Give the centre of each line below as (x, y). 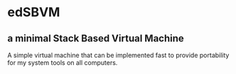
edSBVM (34, 12)
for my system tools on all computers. (63, 63)
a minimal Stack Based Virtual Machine (96, 38)
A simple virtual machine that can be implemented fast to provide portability (118, 55)
